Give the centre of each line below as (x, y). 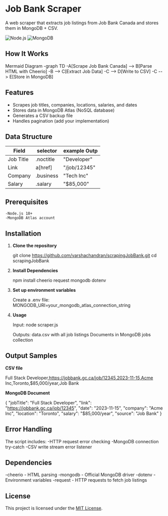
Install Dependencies (35, 270)
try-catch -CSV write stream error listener (49, 447)
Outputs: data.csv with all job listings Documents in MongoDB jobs (82, 334)
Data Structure (29, 137)
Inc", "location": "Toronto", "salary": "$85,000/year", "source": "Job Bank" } (84, 413)
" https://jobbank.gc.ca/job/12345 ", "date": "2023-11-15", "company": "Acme (84, 408)
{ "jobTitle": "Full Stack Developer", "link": (48, 402)
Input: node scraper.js (35, 325)
